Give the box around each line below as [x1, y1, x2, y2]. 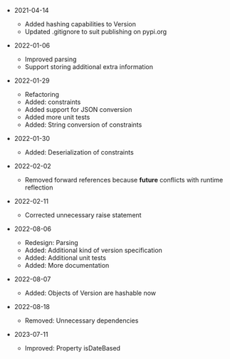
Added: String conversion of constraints [24, 120, 142, 129]
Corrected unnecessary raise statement [24, 211, 142, 219]
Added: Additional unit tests [24, 254, 107, 262]
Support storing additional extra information [24, 63, 153, 71]
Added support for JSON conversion [24, 105, 132, 113]
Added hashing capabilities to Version [24, 20, 137, 28]
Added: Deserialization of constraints [24, 148, 134, 156]
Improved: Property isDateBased [24, 344, 121, 352]
